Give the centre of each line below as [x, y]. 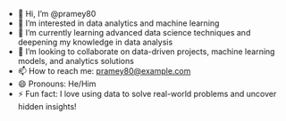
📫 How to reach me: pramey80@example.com [104, 71]
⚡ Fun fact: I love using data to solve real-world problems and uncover [147, 94]
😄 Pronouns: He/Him [57, 84]
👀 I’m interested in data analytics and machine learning [118, 23]
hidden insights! [47, 106]
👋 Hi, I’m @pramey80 [57, 14]
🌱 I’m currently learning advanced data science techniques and [134, 32]
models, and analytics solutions [76, 61]
